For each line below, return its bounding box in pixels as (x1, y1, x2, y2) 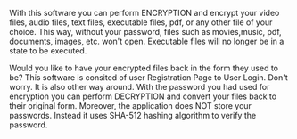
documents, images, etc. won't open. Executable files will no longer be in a (9, 36, 285, 46)
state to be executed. (9, 45, 87, 56)
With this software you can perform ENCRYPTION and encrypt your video (9, 8, 280, 18)
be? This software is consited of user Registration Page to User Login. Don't (9, 72, 288, 83)
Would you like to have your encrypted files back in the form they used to (9, 62, 279, 73)
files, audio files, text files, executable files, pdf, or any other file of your (9, 17, 273, 28)
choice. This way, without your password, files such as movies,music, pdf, (9, 27, 283, 37)
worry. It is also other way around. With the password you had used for (9, 82, 270, 92)
